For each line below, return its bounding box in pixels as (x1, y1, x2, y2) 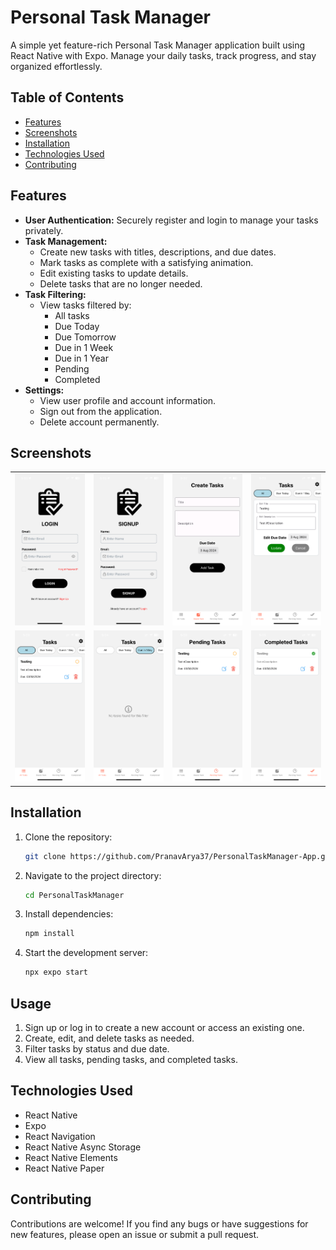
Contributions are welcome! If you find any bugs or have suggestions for (10, 1217, 309, 1230)
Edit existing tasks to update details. (39, 267, 189, 279)
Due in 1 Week (54, 341, 114, 353)
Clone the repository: (24, 831, 113, 843)
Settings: (24, 384, 65, 396)
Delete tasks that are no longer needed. (39, 277, 203, 290)
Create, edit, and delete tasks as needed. (24, 1032, 195, 1044)
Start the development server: (24, 947, 149, 959)
